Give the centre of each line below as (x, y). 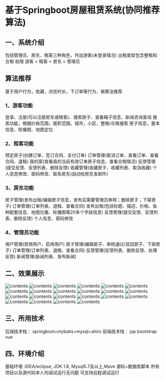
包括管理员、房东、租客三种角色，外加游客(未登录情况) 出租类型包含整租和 (81, 55)
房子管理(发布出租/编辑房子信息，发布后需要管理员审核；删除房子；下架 (79, 200)
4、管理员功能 (22, 232)
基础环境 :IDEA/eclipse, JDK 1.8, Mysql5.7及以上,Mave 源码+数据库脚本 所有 (82, 367)
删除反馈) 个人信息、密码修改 (43, 218)
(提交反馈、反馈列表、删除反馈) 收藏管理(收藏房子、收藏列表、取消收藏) (79, 168)
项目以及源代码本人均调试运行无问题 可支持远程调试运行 (62, 373)
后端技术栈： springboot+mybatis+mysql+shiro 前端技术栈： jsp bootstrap (81, 331)
